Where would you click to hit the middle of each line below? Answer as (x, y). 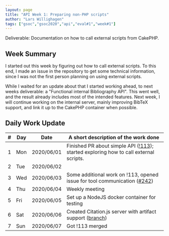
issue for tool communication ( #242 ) (110, 181)
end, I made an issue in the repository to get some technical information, (80, 71)
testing (75, 203)
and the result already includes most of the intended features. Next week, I (82, 97)
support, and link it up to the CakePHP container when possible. (71, 108)
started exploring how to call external (110, 152)
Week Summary (31, 54)
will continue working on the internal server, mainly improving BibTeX (77, 102)
